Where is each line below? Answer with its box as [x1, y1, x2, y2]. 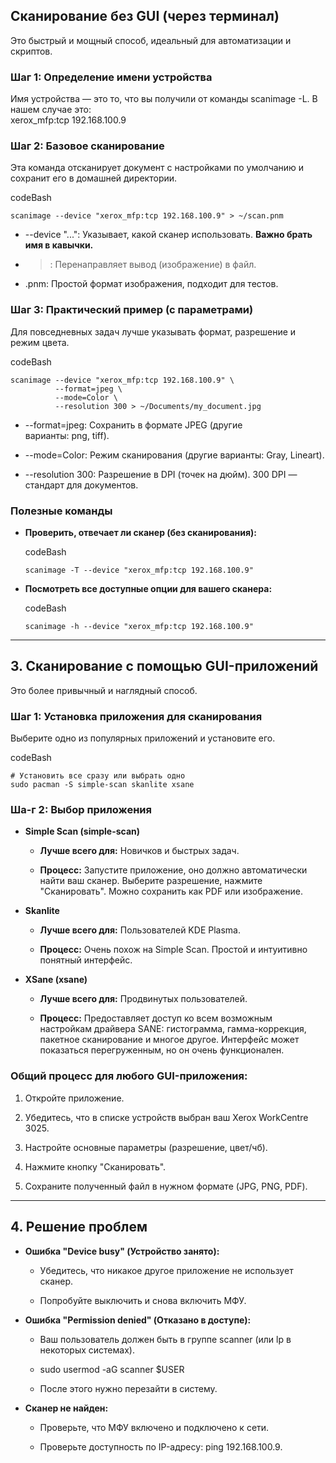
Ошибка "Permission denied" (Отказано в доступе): [24, 1314, 252, 1326]
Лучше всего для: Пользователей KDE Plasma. [39, 924, 241, 936]
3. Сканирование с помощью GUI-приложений [10, 658, 319, 675]
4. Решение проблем [10, 1219, 148, 1236]
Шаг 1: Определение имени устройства [10, 70, 213, 84]
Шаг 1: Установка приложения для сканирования [10, 709, 263, 723]
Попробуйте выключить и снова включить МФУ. [39, 1294, 247, 1306]
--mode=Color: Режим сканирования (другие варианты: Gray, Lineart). [24, 449, 325, 461]
